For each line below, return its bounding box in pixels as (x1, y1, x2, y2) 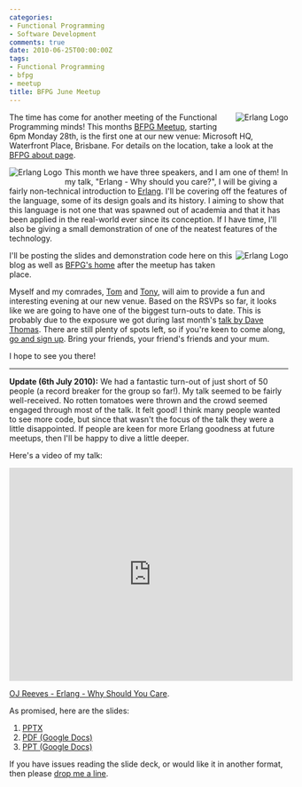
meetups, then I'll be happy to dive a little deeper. (9, 433, 190, 443)
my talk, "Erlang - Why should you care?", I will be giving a (65, 176, 278, 187)
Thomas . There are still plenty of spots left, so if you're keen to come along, (9, 323, 286, 334)
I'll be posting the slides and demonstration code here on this (9, 250, 233, 260)
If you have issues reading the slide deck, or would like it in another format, (9, 759, 283, 769)
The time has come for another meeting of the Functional (9, 112, 218, 123)
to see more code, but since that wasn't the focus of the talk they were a (9, 414, 275, 425)
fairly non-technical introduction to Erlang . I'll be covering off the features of (9, 186, 288, 196)
